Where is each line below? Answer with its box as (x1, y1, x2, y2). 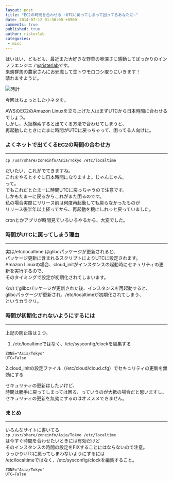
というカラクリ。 (5, 298, 42, 304)
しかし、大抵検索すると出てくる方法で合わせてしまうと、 (5, 120, 127, 126)
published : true (5, 27, 40, 32)
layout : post (5, 7, 33, 13)
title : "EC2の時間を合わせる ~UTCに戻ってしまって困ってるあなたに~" (5, 12, 139, 17)
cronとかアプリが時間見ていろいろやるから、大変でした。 (5, 217, 128, 224)
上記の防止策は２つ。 (5, 329, 50, 336)
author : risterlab (5, 31, 45, 36)
